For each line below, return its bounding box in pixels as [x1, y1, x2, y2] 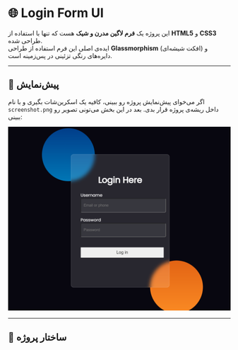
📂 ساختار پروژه [8, 331, 67, 343]
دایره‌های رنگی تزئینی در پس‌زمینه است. [8, 51, 112, 60]
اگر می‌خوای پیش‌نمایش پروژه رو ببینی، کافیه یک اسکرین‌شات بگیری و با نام [8, 97, 206, 106]
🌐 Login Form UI [8, 5, 105, 21]
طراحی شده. [8, 36, 43, 45]
